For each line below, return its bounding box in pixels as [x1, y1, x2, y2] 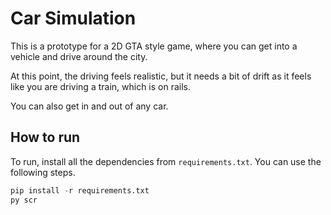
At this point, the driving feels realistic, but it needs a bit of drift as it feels [10, 70, 312, 82]
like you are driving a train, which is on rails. [10, 80, 192, 92]
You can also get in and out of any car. [10, 100, 169, 112]
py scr [10, 195, 38, 205]
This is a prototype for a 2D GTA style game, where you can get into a [10, 40, 298, 52]
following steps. [10, 166, 76, 178]
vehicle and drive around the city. [10, 50, 148, 62]
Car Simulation [10, 7, 137, 30]
